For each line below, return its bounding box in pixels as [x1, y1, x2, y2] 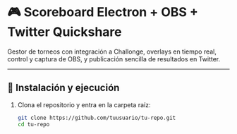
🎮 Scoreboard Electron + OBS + [7, 4, 199, 20]
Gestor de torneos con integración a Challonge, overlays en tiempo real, [7, 47, 217, 56]
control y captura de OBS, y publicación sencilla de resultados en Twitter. [7, 54, 221, 63]
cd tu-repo [17, 121, 50, 128]
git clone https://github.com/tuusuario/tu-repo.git [17, 114, 176, 121]
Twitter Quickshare [7, 24, 122, 40]
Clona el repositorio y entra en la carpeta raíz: [17, 100, 151, 109]
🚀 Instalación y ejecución [7, 82, 120, 94]
